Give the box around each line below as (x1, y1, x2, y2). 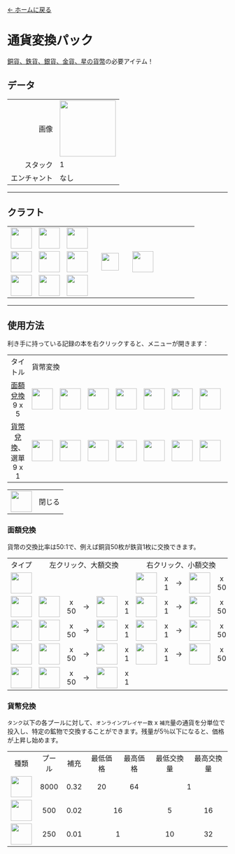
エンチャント (10, 173, 53, 183)
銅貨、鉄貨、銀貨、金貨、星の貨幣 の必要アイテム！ (7, 57, 154, 65)
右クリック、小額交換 (146, 560, 216, 569)
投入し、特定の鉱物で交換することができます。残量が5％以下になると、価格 (7, 727, 225, 736)
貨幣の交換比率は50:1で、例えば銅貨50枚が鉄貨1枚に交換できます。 (7, 542, 200, 551)
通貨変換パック (7, 33, 94, 48)
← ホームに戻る (7, 6, 52, 13)
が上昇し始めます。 (7, 736, 62, 744)
